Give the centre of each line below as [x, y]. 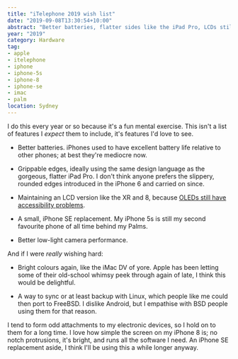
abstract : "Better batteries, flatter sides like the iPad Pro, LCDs [112, 27]
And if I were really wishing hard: [55, 253]
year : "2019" [27, 34]
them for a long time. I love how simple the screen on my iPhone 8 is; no [113, 332]
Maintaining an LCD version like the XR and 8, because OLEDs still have [122, 197]
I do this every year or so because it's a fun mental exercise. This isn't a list [117, 126]
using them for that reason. [57, 311]
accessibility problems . [51, 205]
